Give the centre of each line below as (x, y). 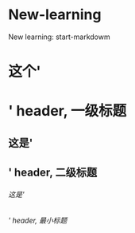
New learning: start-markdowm (59, 37)
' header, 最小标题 (38, 220)
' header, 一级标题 (67, 111)
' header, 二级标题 (53, 173)
